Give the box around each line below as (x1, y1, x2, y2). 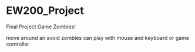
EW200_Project (6, 4, 84, 17)
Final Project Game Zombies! (6, 23, 76, 30)
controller (6, 40, 29, 47)
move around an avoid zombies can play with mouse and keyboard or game (6, 34, 190, 41)
